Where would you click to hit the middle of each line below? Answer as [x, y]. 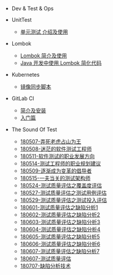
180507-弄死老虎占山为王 [51, 142]
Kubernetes [25, 75]
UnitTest [22, 20]
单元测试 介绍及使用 [44, 32]
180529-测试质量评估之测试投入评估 [63, 200]
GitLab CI [23, 98]
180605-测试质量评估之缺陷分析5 [60, 237]
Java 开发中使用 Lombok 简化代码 [61, 63]
